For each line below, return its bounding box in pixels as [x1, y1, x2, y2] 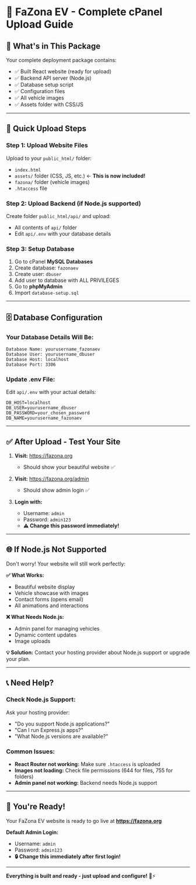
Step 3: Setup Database [6, 244, 75, 253]
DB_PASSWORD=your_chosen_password [6, 410, 90, 416]
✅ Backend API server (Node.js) [14, 74, 92, 81]
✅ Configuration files [14, 88, 65, 94]
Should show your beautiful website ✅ [23, 464, 116, 471]
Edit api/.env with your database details [14, 230, 111, 237]
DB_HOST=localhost [6, 400, 51, 406]
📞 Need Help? [6, 678, 54, 688]
